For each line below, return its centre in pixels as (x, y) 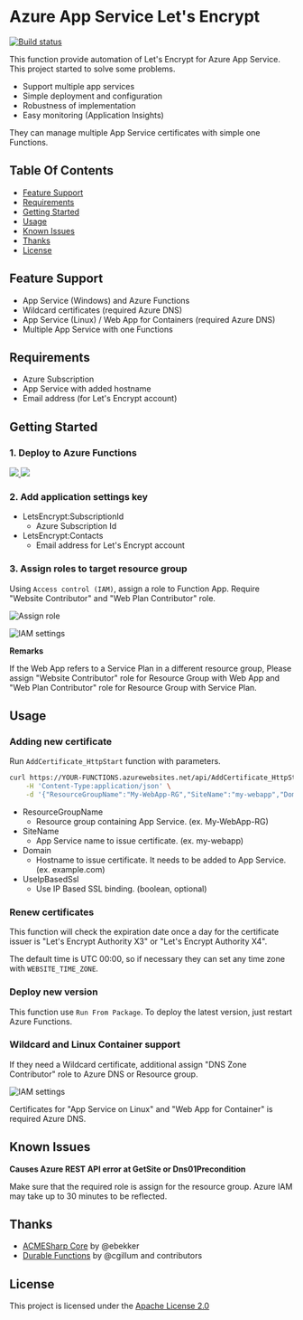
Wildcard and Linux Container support (95, 1044)
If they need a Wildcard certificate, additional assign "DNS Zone (128, 1064)
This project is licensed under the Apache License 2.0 (110, 1306)
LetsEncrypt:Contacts (63, 536)
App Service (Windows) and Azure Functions (106, 300)
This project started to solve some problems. (92, 69)
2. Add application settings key (79, 496)
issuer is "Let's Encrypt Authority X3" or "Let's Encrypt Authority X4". (138, 941)
